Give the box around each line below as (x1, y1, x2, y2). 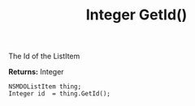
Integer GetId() (85, 6, 188, 24)
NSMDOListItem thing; (8, 83, 82, 91)
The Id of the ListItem (8, 51, 80, 61)
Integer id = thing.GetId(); (8, 90, 111, 98)
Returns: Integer (8, 67, 64, 77)
